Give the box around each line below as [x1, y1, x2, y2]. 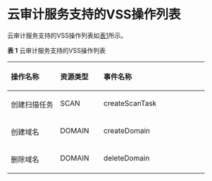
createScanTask [103, 98, 157, 108]
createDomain [103, 125, 150, 135]
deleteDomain [103, 153, 150, 163]
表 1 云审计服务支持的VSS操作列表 [7, 46, 106, 54]
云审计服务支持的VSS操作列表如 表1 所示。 [7, 31, 127, 40]
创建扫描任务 [11, 100, 54, 110]
